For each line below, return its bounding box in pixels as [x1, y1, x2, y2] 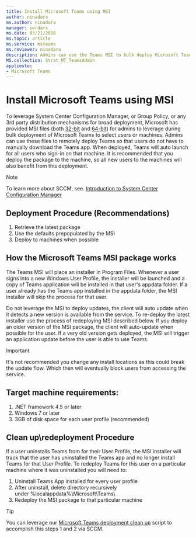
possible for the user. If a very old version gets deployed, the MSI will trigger [6, 329, 190, 336]
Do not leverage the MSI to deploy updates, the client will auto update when [6, 304, 188, 311]
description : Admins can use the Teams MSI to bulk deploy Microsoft [6, 52, 179, 58]
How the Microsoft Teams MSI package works [6, 253, 177, 263]
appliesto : [6, 63, 33, 69]
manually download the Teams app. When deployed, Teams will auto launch [6, 144, 188, 151]
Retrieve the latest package [14, 224, 80, 231]
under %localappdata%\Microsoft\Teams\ [14, 490, 116, 497]
